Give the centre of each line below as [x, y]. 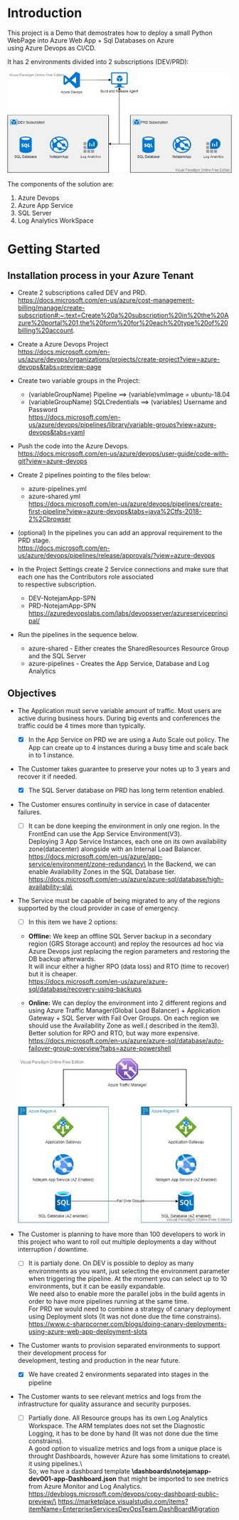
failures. [30, 812]
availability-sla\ [50, 887]
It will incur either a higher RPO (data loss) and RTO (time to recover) [129, 966]
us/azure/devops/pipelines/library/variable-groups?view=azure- [122, 425]
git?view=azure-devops [52, 461]
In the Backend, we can [182, 864]
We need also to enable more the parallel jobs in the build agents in [127, 1294]
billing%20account [45, 331]
